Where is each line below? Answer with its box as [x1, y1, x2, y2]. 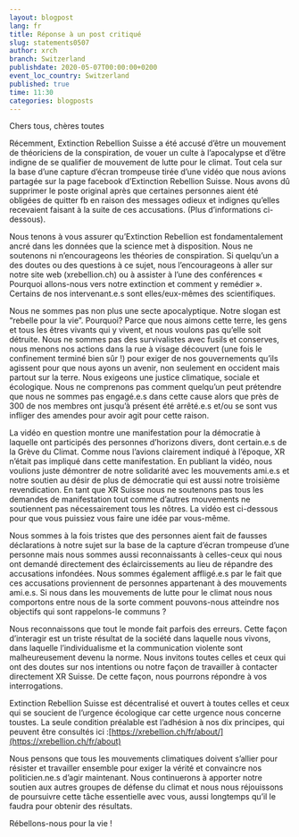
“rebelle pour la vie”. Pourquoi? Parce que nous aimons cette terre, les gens [9, 315, 287, 326]
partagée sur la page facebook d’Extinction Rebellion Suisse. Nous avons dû [9, 176, 290, 187]
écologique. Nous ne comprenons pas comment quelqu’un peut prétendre [9, 382, 282, 393]
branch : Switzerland [9, 55, 87, 63]
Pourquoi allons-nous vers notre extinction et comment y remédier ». [9, 279, 263, 290]
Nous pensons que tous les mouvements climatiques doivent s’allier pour [9, 753, 278, 765]
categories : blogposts [9, 96, 94, 106]
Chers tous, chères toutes [9, 121, 104, 131]
